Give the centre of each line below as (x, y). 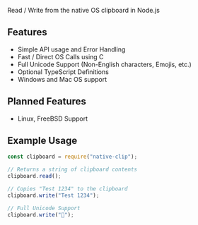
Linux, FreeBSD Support (53, 118)
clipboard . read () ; (34, 176)
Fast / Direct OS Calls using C (60, 56)
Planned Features (47, 102)
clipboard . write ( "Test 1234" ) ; (53, 195)
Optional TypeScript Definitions (63, 72)
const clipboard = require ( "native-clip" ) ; (72, 157)
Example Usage (42, 141)
